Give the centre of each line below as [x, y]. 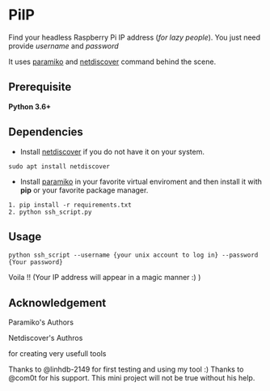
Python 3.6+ [30, 106]
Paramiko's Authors [41, 322]
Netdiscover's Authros [46, 338]
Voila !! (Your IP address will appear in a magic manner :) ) [105, 278]
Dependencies [46, 132]
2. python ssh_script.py [50, 212]
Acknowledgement [57, 302]
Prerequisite [40, 87]
